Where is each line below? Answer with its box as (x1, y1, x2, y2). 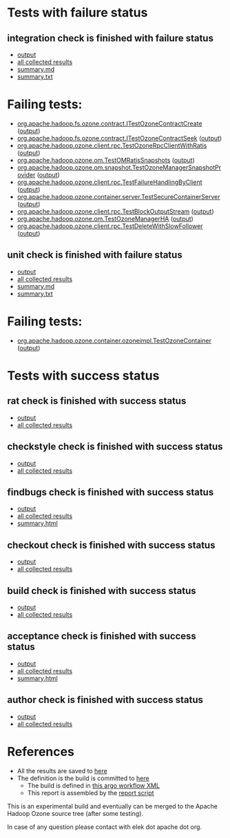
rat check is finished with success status (7, 395, 187, 407)
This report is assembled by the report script (27, 788, 154, 797)
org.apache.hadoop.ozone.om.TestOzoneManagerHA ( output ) (17, 214, 194, 223)
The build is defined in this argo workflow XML (27, 781, 160, 790)
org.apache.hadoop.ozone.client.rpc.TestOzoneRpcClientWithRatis (17, 141, 207, 150)
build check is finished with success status (7, 584, 196, 597)
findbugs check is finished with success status (7, 486, 214, 498)
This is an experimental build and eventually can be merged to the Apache (7, 801, 218, 810)
